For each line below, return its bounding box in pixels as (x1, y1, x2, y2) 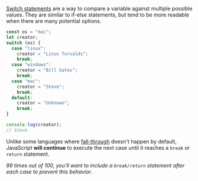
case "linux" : (11, 45, 46, 51)
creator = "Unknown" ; (17, 100, 70, 106)
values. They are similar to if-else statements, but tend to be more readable (6, 11, 189, 18)
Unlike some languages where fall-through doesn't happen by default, (6, 138, 177, 145)
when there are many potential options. (6, 18, 102, 24)
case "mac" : (11, 78, 41, 84)
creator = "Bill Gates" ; (17, 67, 78, 73)
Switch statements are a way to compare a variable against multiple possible (6, 5, 193, 12)
